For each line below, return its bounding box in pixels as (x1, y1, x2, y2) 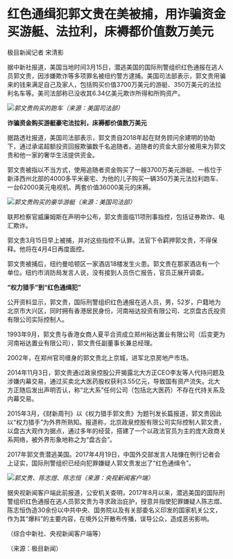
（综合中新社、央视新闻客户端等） (7, 529, 105, 537)
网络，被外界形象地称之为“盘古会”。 (12, 435, 116, 443)
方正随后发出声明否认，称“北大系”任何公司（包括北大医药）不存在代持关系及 (7, 386, 225, 394)
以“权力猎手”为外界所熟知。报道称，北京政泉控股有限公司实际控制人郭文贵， (7, 418, 225, 426)
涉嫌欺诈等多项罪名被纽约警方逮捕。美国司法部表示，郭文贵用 (43, 71, 220, 80)
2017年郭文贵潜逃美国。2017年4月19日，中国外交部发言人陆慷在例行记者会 (7, 450, 221, 458)
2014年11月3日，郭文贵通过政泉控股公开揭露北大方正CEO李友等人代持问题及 (7, 368, 225, 377)
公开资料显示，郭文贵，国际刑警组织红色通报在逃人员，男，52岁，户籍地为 (7, 297, 221, 306)
